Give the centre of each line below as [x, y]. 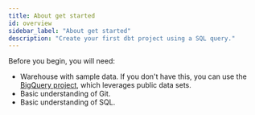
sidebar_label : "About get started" [70, 31]
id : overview [30, 23]
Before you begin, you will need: [62, 61]
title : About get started [51, 16]
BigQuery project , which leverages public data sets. [105, 85]
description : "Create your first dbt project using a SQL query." [122, 38]
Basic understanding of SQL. [68, 102]
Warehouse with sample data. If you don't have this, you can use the [133, 76]
